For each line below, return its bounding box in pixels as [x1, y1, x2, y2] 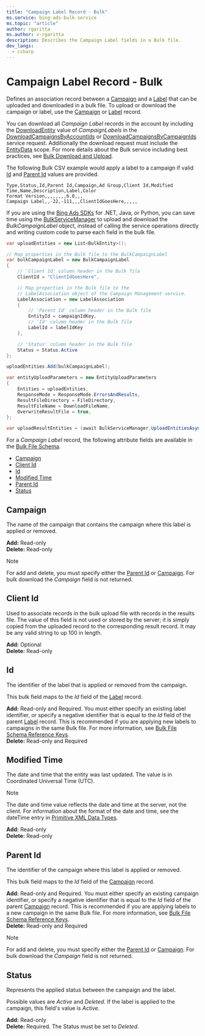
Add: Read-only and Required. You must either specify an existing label [6, 705, 186, 712]
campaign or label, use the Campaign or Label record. [6, 108, 142, 115]
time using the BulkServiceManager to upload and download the [6, 215, 168, 223]
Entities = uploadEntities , [17, 386, 88, 392]
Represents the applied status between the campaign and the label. [6, 986, 176, 994]
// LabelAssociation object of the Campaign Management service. [17, 290, 187, 296]
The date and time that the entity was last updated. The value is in [6, 771, 173, 778]
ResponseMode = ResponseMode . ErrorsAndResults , [17, 391, 140, 398]
